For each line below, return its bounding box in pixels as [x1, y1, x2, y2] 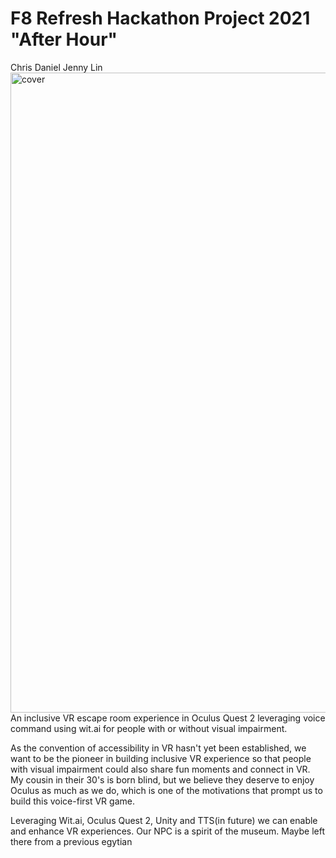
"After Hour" [10, 28, 118, 51]
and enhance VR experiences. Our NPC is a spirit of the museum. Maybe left [10, 825, 326, 837]
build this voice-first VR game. [10, 795, 135, 807]
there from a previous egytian [10, 835, 133, 847]
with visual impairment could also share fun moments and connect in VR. [10, 763, 311, 775]
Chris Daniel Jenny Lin [10, 61, 103, 73]
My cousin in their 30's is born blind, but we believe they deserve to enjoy [10, 773, 315, 786]
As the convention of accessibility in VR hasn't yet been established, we [10, 742, 307, 754]
